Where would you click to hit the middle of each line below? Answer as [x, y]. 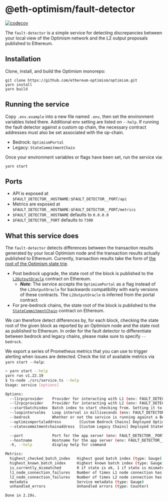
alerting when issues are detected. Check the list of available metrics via [80, 356]
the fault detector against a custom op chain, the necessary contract [76, 127]
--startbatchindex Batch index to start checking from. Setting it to [86, 408]
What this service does [42, 236]
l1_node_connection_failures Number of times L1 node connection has [86, 472]
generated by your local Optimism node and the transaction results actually [82, 253]
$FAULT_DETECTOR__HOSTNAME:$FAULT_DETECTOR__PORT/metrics [74, 210]
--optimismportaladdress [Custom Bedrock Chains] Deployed [80, 422]
